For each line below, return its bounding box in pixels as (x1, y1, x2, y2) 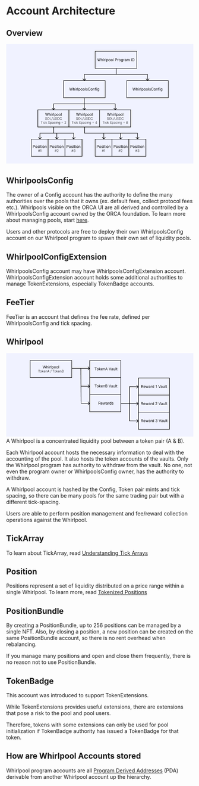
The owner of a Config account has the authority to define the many (6, 191, 173, 198)
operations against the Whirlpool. (6, 516, 88, 523)
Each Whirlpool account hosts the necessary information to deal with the (6, 449, 184, 456)
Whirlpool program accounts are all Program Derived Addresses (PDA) (6, 767, 179, 774)
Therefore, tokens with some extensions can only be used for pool (6, 721, 169, 728)
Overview (6, 28, 43, 38)
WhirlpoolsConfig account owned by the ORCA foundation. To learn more (6, 210, 186, 218)
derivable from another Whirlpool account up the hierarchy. (6, 773, 151, 780)
